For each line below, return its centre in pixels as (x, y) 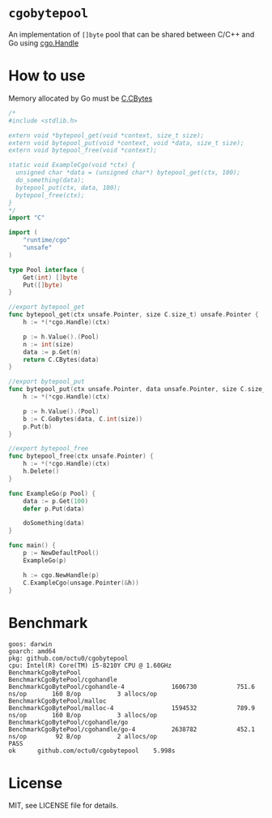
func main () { (32, 545)
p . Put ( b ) (38, 426)
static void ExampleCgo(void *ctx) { (72, 165)
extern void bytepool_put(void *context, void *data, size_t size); (126, 143)
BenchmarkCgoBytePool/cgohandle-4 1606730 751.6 (132, 687)
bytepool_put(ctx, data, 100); (68, 187)
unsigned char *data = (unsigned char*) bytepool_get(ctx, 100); (128, 173)
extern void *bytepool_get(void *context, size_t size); (106, 136)
